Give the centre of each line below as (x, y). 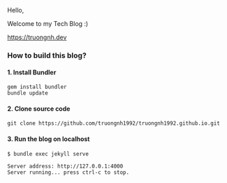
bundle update (28, 93)
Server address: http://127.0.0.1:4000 (65, 166)
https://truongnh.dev (37, 37)
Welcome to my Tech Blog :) (48, 23)
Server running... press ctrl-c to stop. (68, 172)
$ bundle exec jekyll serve (48, 154)
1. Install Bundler (32, 72)
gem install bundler (37, 87)
